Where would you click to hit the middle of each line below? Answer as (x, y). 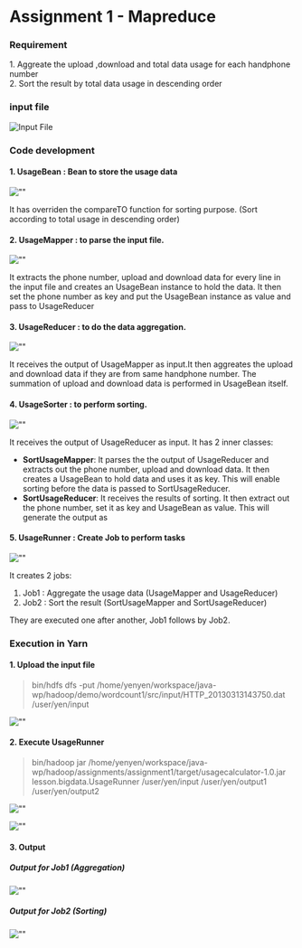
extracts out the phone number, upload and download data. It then (146, 469)
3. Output (28, 847)
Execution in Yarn (49, 643)
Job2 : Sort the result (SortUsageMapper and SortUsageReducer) (145, 602)
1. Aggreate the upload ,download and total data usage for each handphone (150, 64)
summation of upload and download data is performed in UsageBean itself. (149, 384)
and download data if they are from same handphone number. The (133, 374)
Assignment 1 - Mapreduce (113, 17)
